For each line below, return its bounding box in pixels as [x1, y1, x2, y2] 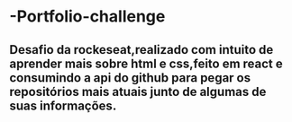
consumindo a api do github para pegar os [9, 70, 251, 85]
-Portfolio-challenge [9, 6, 166, 27]
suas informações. [9, 98, 117, 113]
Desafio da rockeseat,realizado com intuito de [9, 42, 274, 57]
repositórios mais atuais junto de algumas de [9, 83, 267, 100]
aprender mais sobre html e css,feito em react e [9, 56, 284, 71]
